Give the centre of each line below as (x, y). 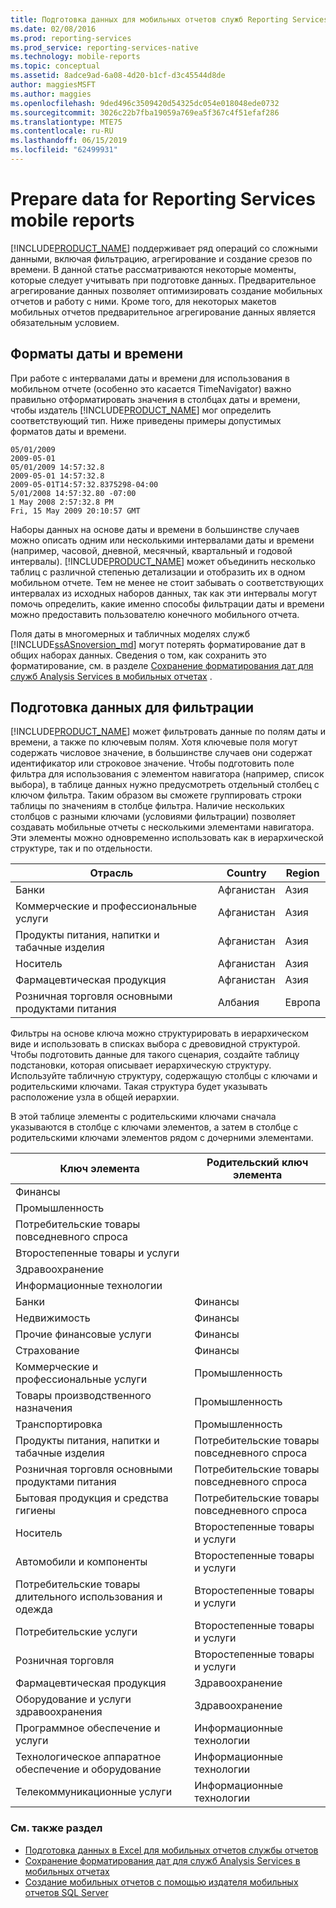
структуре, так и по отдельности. (81, 848)
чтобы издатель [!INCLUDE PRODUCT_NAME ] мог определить (141, 410)
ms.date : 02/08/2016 (53, 29)
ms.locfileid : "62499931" (64, 150)
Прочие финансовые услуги (83, 1334)
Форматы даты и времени (96, 354)
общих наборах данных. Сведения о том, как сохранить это (138, 655)
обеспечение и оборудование (88, 1769)
